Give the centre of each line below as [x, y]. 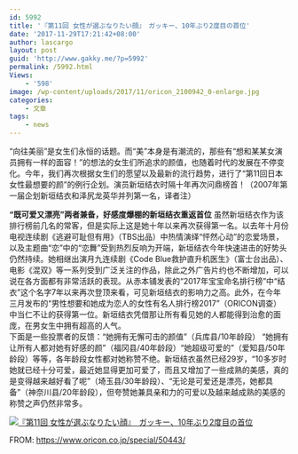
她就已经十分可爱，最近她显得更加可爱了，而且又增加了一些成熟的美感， [141, 370]
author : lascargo [41, 42]
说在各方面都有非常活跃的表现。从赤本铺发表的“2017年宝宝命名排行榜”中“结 [147, 281]
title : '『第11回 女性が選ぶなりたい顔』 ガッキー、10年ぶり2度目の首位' [130, 26]
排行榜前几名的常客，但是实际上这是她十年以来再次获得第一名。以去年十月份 [149, 226]
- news [37, 125]
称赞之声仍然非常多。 [48, 403]
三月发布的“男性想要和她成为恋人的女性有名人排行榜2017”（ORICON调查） [145, 303]
